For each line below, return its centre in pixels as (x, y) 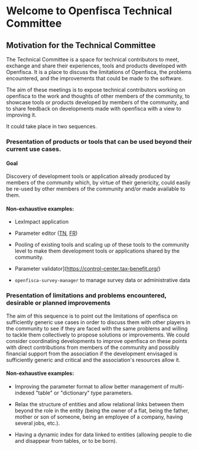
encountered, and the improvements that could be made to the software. (95, 78)
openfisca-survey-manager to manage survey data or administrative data (102, 280)
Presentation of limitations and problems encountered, (86, 296)
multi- (177, 386)
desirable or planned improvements (58, 303)
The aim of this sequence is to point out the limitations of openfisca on (92, 316)
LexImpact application (42, 222)
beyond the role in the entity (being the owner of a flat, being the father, (102, 410)
